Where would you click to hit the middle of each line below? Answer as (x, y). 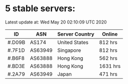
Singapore (69, 50)
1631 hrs (110, 66)
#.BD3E (16, 66)
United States (73, 42)
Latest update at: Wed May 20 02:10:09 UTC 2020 (56, 22)
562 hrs (108, 58)
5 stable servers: (40, 9)
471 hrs (108, 74)
